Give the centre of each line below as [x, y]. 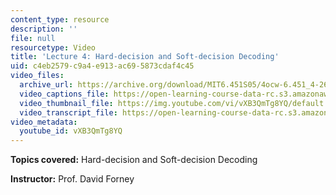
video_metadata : [44, 122]
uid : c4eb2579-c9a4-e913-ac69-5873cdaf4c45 [102, 66]
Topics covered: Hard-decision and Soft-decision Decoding [134, 160]
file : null [33, 38]
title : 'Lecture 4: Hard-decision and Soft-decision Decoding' [145, 57]
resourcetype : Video [53, 47]
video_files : [37, 76]
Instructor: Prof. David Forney [72, 179]
